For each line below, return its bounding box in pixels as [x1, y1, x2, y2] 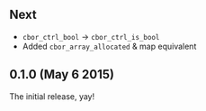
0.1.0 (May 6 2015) [9, 67, 115, 82]
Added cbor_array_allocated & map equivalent [22, 41, 197, 51]
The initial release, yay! [9, 90, 95, 102]
